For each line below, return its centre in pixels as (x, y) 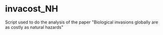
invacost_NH (32, 9)
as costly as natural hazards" (34, 27)
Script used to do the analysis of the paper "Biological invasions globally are (82, 22)
